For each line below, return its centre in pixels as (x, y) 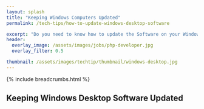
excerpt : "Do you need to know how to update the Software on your (93, 34)
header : (16, 40)
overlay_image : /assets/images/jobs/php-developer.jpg (83, 45)
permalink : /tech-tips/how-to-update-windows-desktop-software (88, 23)
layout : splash (25, 12)
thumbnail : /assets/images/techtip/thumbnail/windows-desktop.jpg (92, 62)
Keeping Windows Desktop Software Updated (95, 98)
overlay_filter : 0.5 (38, 51)
